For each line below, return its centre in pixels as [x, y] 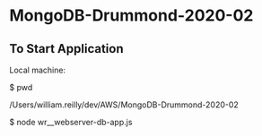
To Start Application [66, 49]
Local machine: [37, 70]
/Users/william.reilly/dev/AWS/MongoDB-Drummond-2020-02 [124, 105]
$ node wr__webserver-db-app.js [71, 122]
